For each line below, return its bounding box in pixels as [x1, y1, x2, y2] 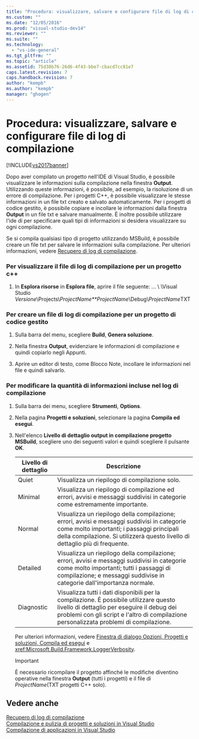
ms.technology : [6, 42, 44, 48]
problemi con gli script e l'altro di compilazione [57, 611, 188, 619]
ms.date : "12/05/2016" [6, 20, 62, 25]
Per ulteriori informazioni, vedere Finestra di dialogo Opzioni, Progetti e [14, 633, 188, 640]
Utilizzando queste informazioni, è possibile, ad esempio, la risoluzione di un [6, 185, 193, 192]
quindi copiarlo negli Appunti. [14, 349, 87, 356]
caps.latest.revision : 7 [6, 69, 68, 75]
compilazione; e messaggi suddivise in [57, 571, 165, 579]
